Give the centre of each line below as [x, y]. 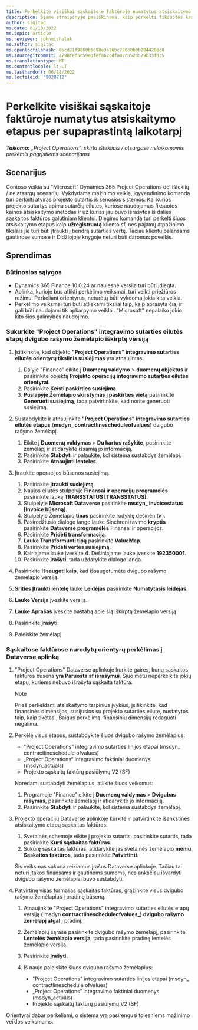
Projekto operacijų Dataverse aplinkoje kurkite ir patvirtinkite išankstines [102, 819]
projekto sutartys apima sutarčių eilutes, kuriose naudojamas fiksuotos [92, 205]
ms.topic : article [29, 34]
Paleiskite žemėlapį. [39, 634]
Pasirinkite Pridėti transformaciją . [65, 534]
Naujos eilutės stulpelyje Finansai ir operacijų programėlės [95, 491]
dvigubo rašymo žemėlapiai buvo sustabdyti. [69, 879]
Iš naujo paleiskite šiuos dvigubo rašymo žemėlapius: [88, 968]
